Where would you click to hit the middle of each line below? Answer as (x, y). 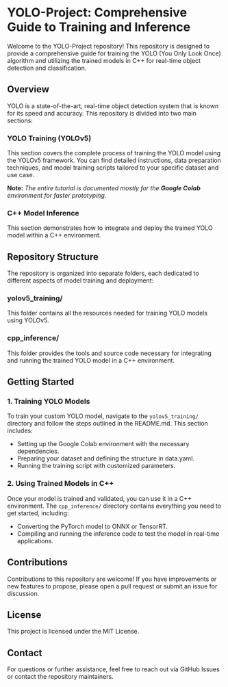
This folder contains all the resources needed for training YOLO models (107, 313)
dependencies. (38, 451)
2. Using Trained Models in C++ (61, 484)
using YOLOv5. (28, 320)
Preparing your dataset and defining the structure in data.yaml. (106, 458)
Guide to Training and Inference (99, 27)
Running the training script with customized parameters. (96, 466)
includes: (20, 431)
